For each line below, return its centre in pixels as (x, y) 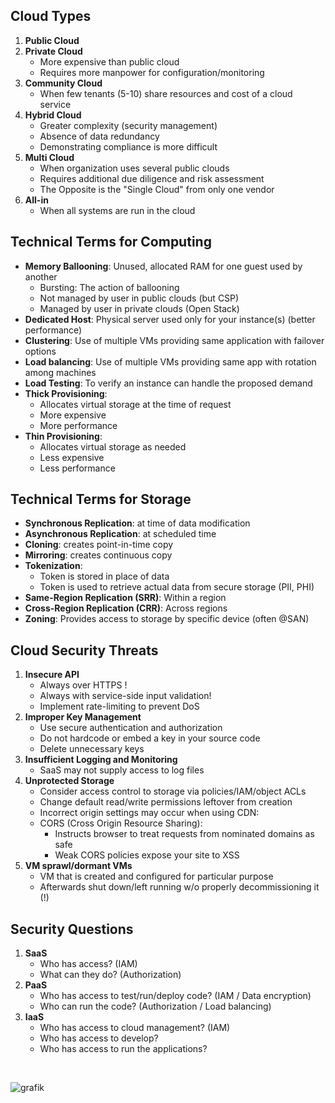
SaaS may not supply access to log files (122, 770)
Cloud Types (51, 16)
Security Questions (72, 929)
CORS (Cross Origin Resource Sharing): (121, 823)
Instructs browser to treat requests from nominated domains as (184, 834)
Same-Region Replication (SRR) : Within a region (125, 598)
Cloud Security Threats (84, 650)
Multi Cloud (49, 157)
